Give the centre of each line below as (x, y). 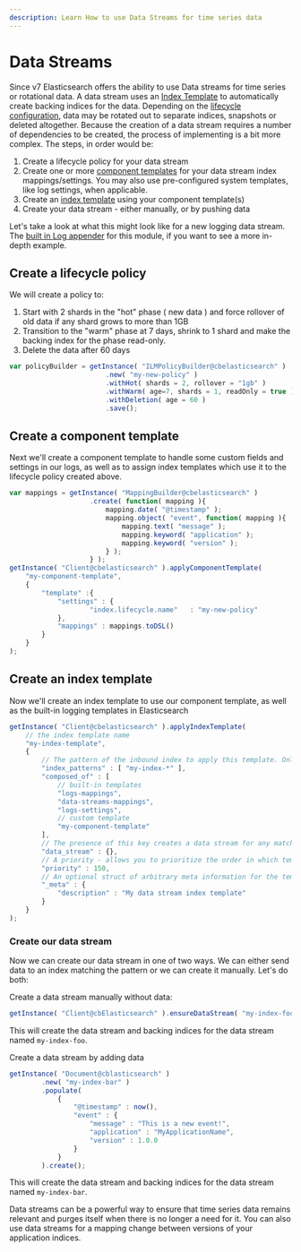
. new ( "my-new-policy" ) (152, 375)
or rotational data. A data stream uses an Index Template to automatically (144, 96)
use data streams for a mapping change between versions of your (131, 1229)
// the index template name (77, 735)
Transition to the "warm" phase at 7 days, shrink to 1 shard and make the (156, 331)
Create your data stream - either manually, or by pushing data (136, 209)
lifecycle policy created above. (66, 476)
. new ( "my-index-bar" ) (86, 1082)
